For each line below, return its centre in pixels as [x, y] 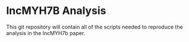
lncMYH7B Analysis [56, 11]
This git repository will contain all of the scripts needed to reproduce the [94, 27]
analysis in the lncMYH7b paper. [46, 33]
